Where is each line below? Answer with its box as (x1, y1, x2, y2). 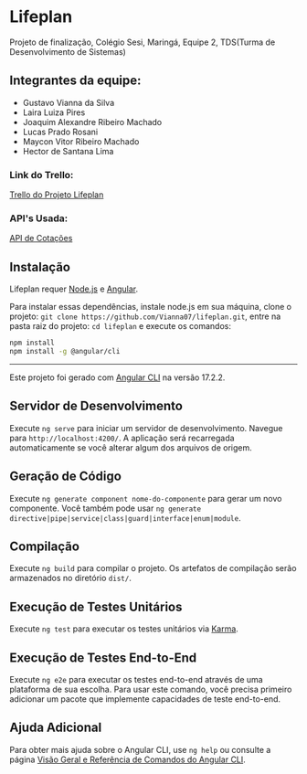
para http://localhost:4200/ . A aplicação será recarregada (9, 432, 235, 443)
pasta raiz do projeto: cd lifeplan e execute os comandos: (9, 321, 231, 332)
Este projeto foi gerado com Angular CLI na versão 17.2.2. (9, 372, 226, 383)
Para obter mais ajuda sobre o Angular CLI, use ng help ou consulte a (9, 744, 271, 755)
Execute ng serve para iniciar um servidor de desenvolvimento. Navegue (9, 422, 283, 433)
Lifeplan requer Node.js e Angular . (9, 283, 139, 294)
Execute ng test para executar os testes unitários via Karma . (9, 623, 239, 634)
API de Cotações (9, 233, 73, 244)
